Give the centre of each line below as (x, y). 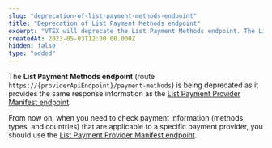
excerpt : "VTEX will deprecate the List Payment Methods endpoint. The (132, 31)
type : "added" (32, 53)
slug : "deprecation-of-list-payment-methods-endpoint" (103, 16)
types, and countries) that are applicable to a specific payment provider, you (136, 127)
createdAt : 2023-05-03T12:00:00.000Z (72, 38)
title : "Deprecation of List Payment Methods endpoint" (104, 23)
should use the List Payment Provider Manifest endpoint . (103, 135)
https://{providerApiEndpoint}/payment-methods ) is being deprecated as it (134, 85)
